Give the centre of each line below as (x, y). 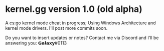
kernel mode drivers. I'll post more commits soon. (56, 28)
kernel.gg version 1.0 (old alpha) (74, 9)
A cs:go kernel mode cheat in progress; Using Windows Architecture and (80, 23)
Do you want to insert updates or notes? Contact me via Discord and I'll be (82, 38)
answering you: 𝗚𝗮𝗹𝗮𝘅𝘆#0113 (36, 43)
